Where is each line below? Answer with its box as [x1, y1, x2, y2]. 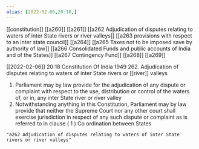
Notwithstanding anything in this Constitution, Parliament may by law [15, 101, 187, 108]
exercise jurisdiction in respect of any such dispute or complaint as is [15, 113, 188, 121]
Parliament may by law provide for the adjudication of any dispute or [15, 81, 186, 88]
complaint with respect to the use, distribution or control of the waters [15, 87, 190, 94]
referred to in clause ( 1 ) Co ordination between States [15, 119, 152, 127]
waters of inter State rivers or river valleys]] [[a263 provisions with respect [6, 31, 192, 39]
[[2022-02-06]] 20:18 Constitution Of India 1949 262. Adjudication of [6, 63, 179, 70]
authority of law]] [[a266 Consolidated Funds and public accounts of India [6, 45, 191, 52]
